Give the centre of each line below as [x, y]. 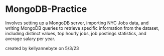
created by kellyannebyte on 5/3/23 [42, 48]
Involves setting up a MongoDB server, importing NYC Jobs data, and [77, 23]
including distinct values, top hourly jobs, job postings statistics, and [76, 33]
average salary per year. [30, 39]
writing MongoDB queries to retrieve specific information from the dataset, [82, 28]
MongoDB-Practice [46, 9]
